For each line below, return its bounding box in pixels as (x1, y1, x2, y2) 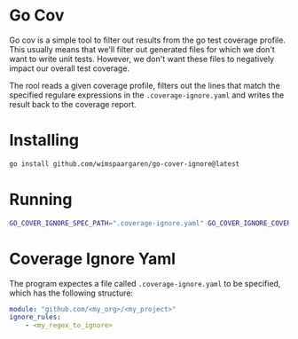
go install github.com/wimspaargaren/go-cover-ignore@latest (9, 159, 240, 169)
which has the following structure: (9, 288, 134, 298)
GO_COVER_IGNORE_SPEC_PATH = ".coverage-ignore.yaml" (9, 218, 204, 227)
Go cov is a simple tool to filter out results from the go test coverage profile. (9, 35, 286, 45)
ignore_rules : (9, 312, 62, 322)
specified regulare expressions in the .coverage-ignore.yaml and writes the (9, 90, 285, 100)
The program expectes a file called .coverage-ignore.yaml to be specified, (9, 278, 281, 288)
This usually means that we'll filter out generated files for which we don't (9, 43, 275, 54)
